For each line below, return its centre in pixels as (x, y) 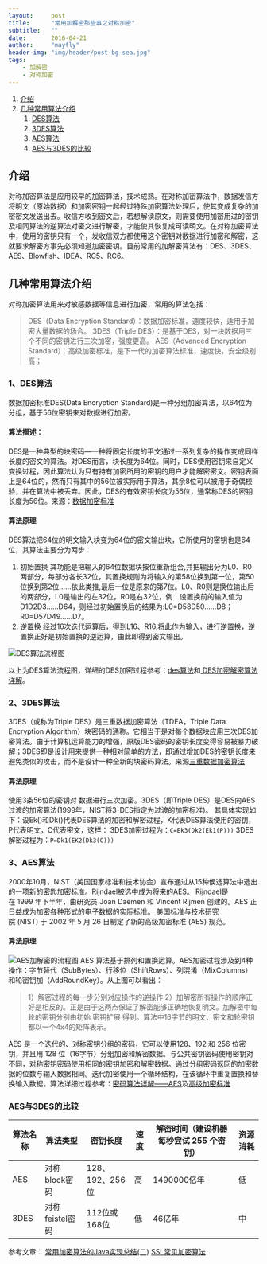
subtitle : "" (33, 30)
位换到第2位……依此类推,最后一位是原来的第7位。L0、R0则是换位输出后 (137, 587)
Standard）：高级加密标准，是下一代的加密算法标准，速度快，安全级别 (142, 351)
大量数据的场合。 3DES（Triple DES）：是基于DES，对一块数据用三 (143, 331)
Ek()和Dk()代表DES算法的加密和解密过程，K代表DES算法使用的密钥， (142, 820)
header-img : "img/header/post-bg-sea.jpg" (79, 53)
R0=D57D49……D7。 (54, 616)
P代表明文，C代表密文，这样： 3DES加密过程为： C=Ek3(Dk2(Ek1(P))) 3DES (131, 830)
